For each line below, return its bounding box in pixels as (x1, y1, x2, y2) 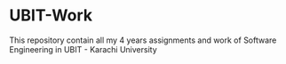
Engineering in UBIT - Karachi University (9, 44, 157, 54)
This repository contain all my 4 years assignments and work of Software (9, 35, 277, 45)
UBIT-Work (9, 5, 93, 26)
